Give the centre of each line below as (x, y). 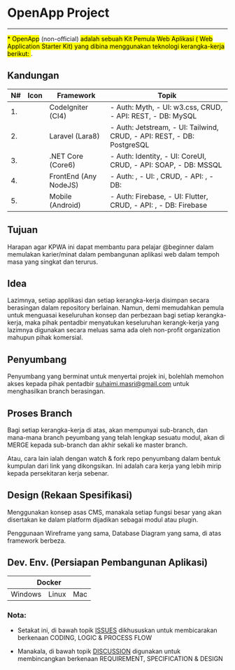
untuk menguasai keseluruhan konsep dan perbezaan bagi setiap (101, 315)
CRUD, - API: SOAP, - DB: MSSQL (166, 164)
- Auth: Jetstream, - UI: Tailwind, (164, 127)
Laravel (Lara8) (74, 136)
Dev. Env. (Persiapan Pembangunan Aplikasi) (108, 563)
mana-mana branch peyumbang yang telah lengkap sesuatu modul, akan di (116, 437)
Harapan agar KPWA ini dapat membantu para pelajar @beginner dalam (111, 247)
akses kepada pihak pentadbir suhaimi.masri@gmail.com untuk (98, 384)
